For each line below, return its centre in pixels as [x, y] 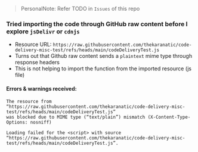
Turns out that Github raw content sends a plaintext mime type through [103, 56]
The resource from [29, 101]
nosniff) [41, 122]
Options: [17, 122]
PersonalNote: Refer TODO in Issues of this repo [80, 9]
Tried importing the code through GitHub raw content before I [97, 24]
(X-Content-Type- [169, 117]
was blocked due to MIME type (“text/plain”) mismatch [76, 117]
